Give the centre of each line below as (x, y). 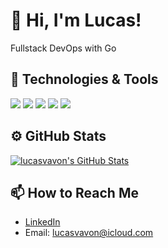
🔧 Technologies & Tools (84, 79)
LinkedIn (42, 222)
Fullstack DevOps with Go (63, 48)
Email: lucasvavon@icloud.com (89, 233)
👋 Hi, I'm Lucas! (76, 20)
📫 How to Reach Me (74, 192)
